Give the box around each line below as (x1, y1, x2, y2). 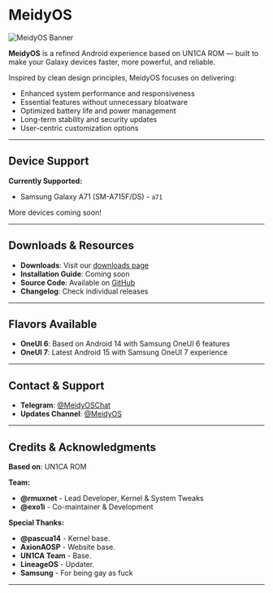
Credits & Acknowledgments (8, 440, 157, 454)
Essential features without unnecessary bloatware (19, 97, 188, 107)
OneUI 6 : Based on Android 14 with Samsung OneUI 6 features (19, 339, 230, 349)
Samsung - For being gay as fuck (19, 568, 133, 578)
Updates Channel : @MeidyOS (19, 409, 122, 419)
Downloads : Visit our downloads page (19, 260, 149, 270)
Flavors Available (8, 317, 97, 331)
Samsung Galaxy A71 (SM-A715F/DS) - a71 (19, 191, 163, 201)
